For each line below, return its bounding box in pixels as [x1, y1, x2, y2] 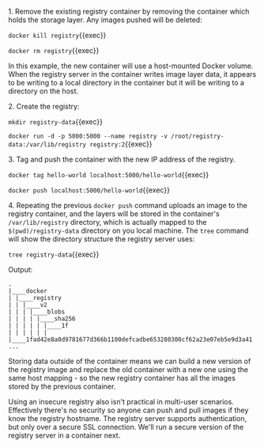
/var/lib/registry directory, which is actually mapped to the [8, 218, 207, 226]
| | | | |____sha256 [8, 315, 77, 323]
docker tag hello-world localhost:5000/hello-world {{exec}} [8, 170, 209, 179]
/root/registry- [171, 132, 224, 140]
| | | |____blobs [8, 308, 66, 316]
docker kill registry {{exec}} [8, 31, 107, 40]
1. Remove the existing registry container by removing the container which [8, 7, 250, 16]
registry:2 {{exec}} [89, 139, 153, 149]
